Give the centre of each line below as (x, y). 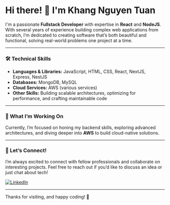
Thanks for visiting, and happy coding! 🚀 (47, 196)
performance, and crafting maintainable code (60, 99)
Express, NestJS (30, 77)
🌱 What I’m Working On (34, 116)
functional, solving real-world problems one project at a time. (69, 40)
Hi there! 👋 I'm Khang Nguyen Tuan (80, 10)
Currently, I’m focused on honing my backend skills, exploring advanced (80, 127)
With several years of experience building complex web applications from (82, 29)
